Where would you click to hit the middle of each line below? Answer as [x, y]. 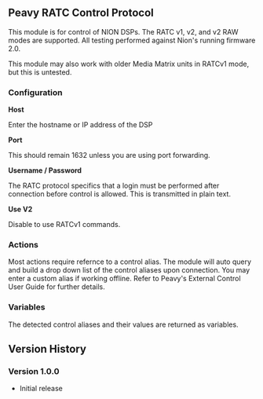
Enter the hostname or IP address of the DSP [80, 125]
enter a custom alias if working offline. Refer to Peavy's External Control [124, 279]
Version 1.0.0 [34, 372]
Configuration [35, 92]
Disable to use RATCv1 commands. [64, 225]
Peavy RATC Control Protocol [81, 13]
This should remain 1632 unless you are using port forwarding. [109, 156]
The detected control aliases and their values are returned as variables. [123, 324]
